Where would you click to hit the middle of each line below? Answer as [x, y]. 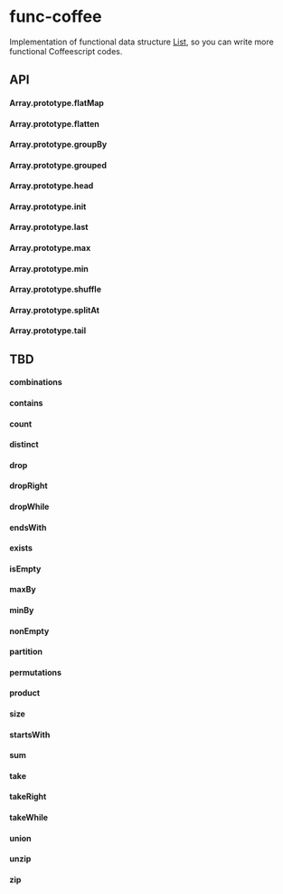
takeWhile [28, 817]
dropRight [28, 485]
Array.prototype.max [50, 248]
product [25, 693]
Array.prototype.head [52, 186]
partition [26, 652]
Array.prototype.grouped [58, 165]
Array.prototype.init [48, 207]
